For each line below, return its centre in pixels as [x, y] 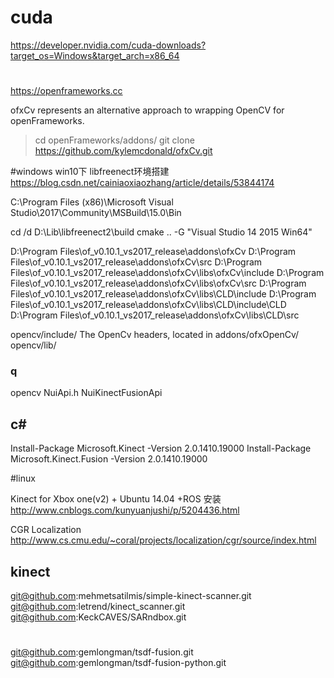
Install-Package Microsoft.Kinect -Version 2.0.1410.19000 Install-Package [161, 448]
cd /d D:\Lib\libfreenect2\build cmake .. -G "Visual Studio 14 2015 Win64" [161, 232]
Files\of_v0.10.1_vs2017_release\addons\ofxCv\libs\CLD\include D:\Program [163, 294]
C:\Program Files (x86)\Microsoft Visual [92, 202]
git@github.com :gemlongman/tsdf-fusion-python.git [118, 663]
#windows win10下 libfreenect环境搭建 [90, 172]
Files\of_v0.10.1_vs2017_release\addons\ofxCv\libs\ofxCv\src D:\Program [158, 283]
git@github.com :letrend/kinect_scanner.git [98, 607]
